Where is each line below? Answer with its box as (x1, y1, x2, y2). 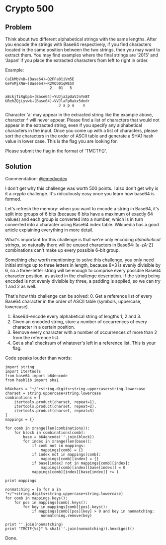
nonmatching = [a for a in (5, 487, 61, 492)
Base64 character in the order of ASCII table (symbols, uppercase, (5, 298, 142, 304)
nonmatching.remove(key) (40, 513, 92, 518)
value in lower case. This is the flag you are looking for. (5, 138, 118, 144)
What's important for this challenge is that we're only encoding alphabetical (5, 236, 161, 242)
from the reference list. (12, 334, 60, 340)
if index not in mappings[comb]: (31, 452, 101, 457)
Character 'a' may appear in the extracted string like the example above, (5, 112, 153, 117)
